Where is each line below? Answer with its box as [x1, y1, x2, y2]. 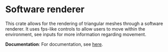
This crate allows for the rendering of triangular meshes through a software [5, 20, 163, 27]
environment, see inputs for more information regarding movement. [5, 31, 147, 37]
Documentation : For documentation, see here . [5, 41, 103, 47]
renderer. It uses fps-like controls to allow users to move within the [5, 25, 146, 32]
